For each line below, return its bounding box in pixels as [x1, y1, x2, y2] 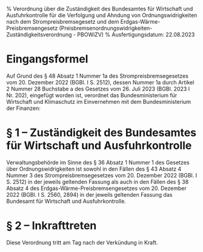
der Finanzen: [6, 104, 41, 112]
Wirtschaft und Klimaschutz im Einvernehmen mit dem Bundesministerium [6, 98, 191, 105]
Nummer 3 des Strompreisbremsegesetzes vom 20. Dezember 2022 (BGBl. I [6, 171, 198, 179]
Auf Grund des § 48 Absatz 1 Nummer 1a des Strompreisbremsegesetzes [6, 72, 189, 80]
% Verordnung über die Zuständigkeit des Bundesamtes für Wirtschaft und [6, 5, 193, 12]
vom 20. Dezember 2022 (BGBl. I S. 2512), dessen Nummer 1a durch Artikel [6, 78, 195, 86]
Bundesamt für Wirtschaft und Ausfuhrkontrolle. [6, 197, 126, 205]
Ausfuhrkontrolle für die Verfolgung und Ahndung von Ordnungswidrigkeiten [6, 12, 198, 19]
